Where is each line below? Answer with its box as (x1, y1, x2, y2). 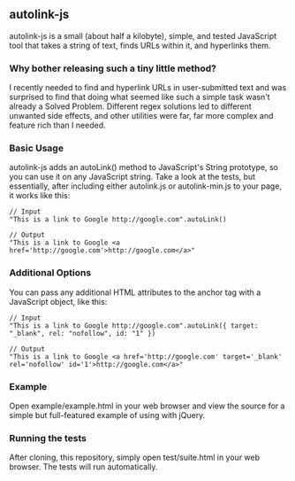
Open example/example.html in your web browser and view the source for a (9, 400, 285, 411)
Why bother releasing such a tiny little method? (9, 62, 216, 74)
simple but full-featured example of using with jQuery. (9, 410, 206, 420)
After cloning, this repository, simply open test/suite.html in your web (9, 452, 261, 463)
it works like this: (9, 190, 71, 201)
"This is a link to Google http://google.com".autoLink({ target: (9, 321, 259, 330)
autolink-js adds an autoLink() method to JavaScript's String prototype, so (9, 162, 278, 173)
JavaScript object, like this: (9, 296, 108, 306)
